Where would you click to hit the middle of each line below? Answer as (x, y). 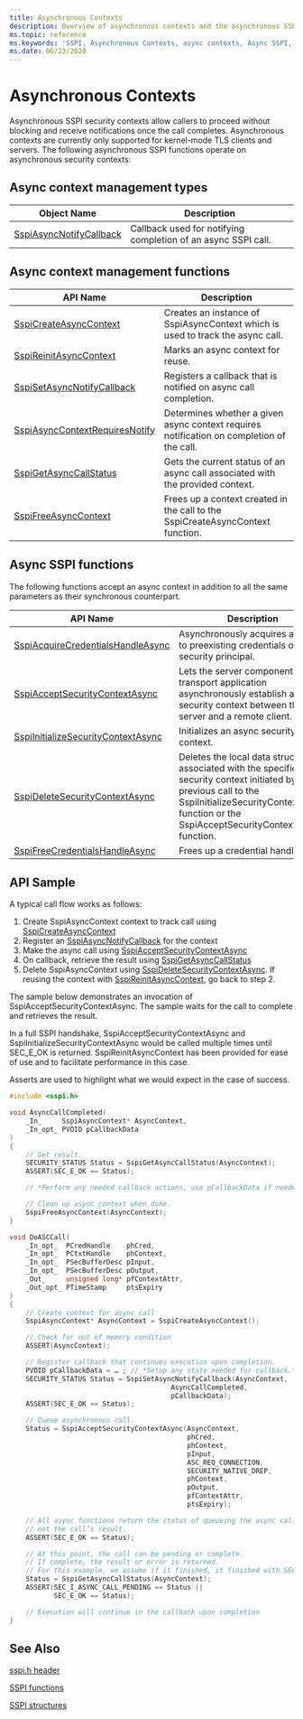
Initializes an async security (237, 731)
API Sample (42, 882)
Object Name (68, 213)
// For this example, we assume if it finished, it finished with (153, 1571)
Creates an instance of (211, 313)
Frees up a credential (224, 850)
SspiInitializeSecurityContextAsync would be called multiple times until (141, 1043)
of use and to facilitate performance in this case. (99, 1062)
